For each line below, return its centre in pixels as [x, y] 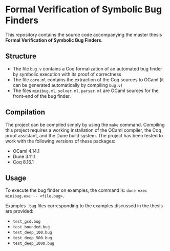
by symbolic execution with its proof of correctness [67, 74]
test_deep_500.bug [32, 238]
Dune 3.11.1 [24, 156]
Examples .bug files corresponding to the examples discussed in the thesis [84, 206]
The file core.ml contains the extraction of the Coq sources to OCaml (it [88, 79]
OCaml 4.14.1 [26, 151]
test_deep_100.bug [32, 232]
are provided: [19, 211]
